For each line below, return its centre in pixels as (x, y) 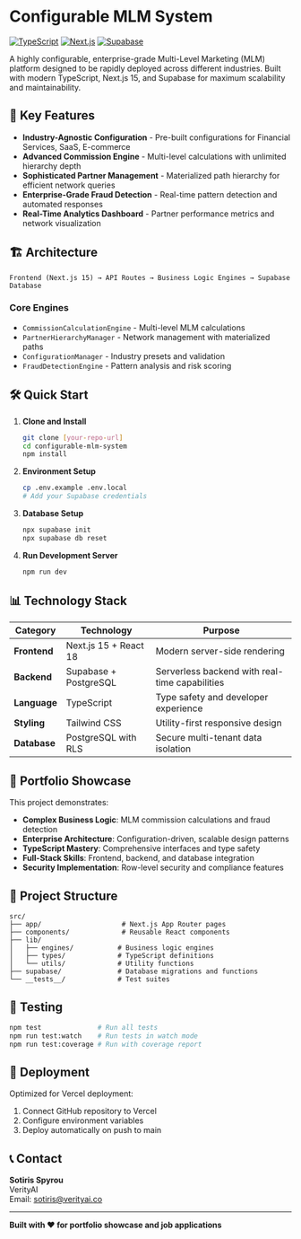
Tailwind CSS (94, 723)
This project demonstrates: (59, 803)
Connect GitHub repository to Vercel (89, 1112)
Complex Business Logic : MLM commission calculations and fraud (146, 820)
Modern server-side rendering (220, 651)
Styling (30, 723)
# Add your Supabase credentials (85, 496)
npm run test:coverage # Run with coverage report (106, 1044)
